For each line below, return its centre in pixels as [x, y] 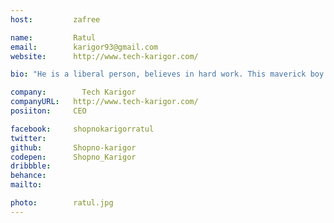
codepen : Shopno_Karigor [73, 157]
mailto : [26, 185]
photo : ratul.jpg [62, 203]
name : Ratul [53, 37]
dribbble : [31, 166]
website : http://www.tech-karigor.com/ [104, 56]
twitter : [28, 138]
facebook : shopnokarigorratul [82, 129]
